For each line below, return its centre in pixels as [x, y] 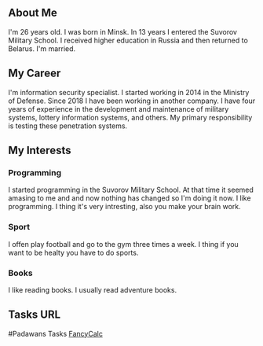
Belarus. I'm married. [42, 48]
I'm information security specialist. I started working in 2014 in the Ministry [129, 92]
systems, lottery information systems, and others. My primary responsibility [130, 117]
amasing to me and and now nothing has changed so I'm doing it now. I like [130, 198]
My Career [35, 74]
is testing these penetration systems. [68, 126]
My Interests [40, 151]
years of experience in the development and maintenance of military [119, 109]
